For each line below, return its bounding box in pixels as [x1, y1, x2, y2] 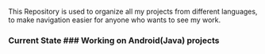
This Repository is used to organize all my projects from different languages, [8, 7, 258, 16]
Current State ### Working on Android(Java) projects [8, 35, 220, 46]
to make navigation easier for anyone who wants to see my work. [8, 15, 221, 25]
